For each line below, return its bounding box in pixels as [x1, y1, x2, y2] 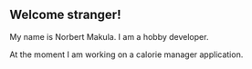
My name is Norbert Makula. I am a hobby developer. [9, 31, 209, 42]
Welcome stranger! [9, 7, 121, 23]
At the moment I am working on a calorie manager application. [9, 49, 244, 60]
